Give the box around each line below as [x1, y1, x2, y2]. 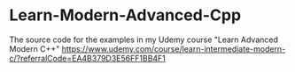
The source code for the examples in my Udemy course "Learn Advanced [9, 34, 279, 45]
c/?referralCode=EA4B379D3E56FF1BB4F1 [9, 53, 167, 63]
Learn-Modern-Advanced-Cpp [9, 5, 242, 25]
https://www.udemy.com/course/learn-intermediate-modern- [61, 43, 286, 54]
